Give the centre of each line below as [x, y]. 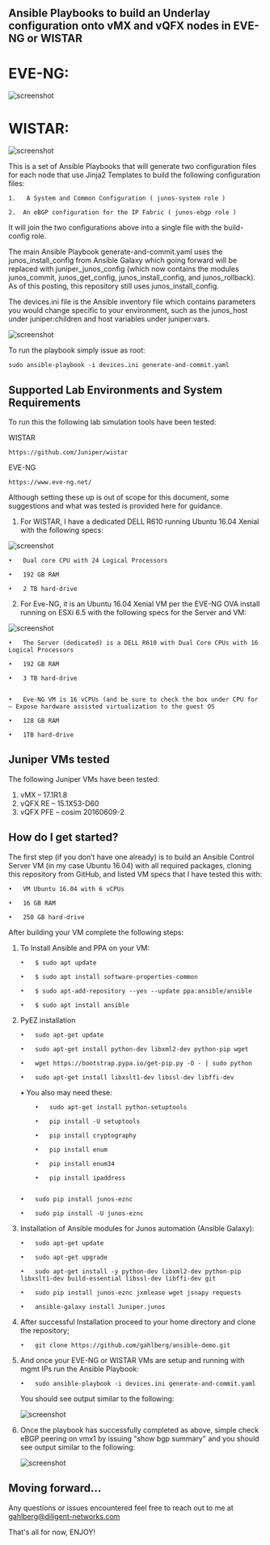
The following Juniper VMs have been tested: [84, 779]
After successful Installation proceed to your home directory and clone [138, 1322]
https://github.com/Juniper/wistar [68, 453]
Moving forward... [55, 1488]
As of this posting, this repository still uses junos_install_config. [114, 286]
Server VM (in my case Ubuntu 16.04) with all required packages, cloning [130, 865]
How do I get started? [63, 837]
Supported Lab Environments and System [116, 390]
